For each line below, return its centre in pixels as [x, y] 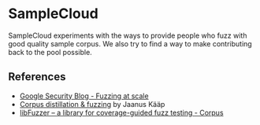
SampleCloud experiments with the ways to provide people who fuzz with [128, 35]
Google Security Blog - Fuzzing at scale [84, 96]
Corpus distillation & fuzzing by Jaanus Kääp [92, 104]
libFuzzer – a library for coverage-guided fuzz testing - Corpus [121, 112]
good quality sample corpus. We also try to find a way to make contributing [130, 43]
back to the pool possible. [50, 52]
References [37, 77]
